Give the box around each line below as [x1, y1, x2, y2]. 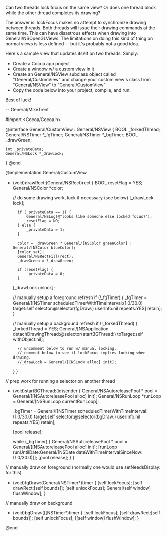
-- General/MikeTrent [5, 107, 49, 112]
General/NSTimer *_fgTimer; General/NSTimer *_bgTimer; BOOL [5, 132, 138, 138]
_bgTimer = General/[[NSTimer [12, 408, 77, 414]
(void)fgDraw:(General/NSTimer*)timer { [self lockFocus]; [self [12, 480, 142, 486]
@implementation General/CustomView [5, 170, 87, 175]
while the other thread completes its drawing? [5, 10, 101, 16]
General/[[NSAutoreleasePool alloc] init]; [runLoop [12, 444, 117, 450]
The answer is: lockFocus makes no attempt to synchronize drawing [5, 20, 147, 25]
